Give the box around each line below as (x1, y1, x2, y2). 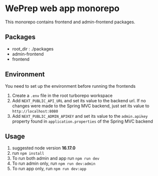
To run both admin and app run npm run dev (12, 156, 100, 161)
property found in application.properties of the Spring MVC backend (12, 118, 153, 124)
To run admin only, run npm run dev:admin (12, 160, 96, 166)
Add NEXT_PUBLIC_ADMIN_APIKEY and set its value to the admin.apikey (12, 113, 148, 119)
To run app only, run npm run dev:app (12, 166, 87, 172)
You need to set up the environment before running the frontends (5, 83, 136, 89)
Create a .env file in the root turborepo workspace (12, 93, 113, 98)
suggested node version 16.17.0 (12, 145, 76, 151)
